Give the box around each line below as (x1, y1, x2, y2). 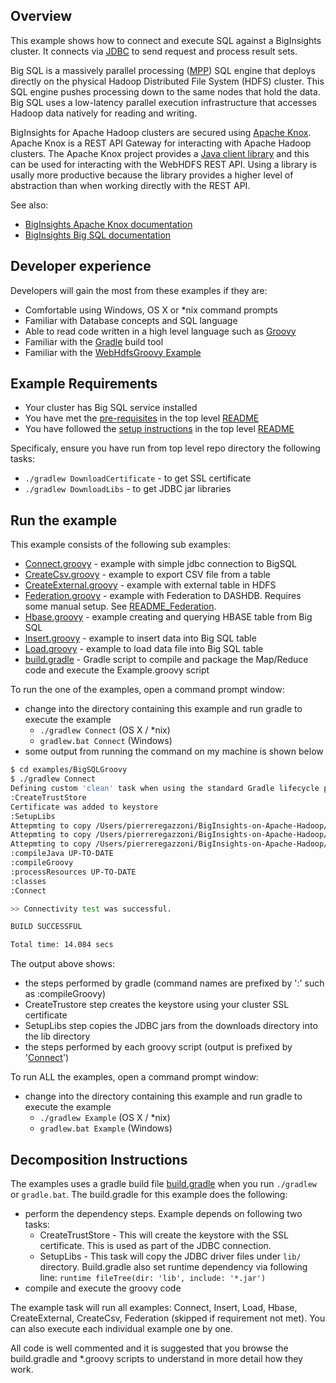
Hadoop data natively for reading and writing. (10, 107, 198, 119)
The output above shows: (10, 958, 115, 970)
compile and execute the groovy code (24, 1282, 182, 1294)
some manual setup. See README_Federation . (24, 600, 217, 613)
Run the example (10, 512, 118, 529)
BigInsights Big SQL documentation (24, 229, 172, 241)
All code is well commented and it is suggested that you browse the (10, 1342, 289, 1354)
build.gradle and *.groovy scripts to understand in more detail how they (10, 1352, 303, 1364)
